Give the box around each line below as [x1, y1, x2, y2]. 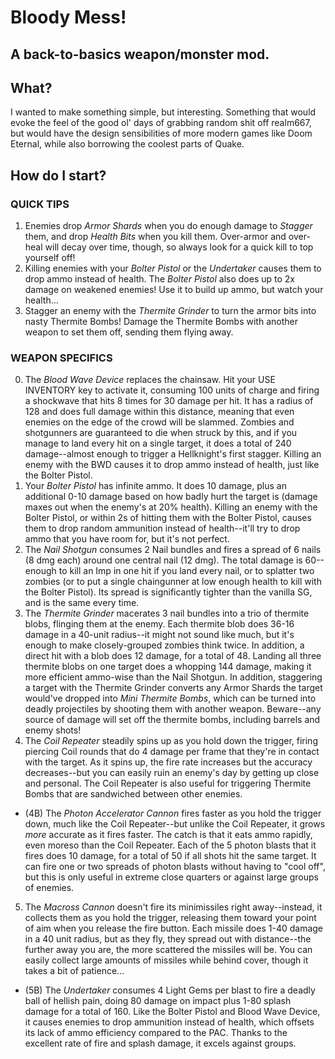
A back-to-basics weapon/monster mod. [10, 46, 270, 63]
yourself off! [24, 252, 76, 264]
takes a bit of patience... [24, 965, 125, 977]
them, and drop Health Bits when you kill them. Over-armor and [24, 231, 287, 243]
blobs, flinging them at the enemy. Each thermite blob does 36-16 [24, 618, 295, 630]
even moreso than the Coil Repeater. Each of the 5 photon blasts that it [24, 839, 317, 851]
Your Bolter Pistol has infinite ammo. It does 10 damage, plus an [24, 480, 287, 492]
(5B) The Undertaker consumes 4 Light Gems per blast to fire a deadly [24, 984, 316, 996]
